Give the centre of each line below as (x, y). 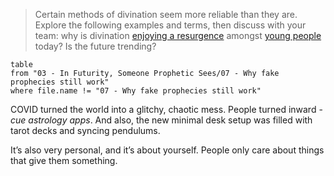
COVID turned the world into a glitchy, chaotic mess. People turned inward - (166, 109)
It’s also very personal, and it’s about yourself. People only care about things (167, 150)
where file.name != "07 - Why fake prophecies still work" (136, 91)
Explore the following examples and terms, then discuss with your (170, 25)
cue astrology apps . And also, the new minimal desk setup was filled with (161, 120)
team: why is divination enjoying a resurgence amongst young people (178, 35)
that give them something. (64, 160)
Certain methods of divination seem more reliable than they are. (166, 14)
